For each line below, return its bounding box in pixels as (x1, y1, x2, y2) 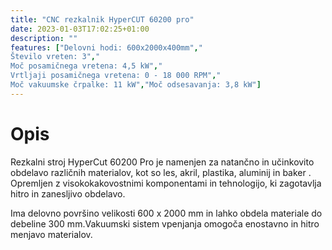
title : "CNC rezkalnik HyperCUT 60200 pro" (10, 14, 195, 25)
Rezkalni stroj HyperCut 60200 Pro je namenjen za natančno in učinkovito (10, 156, 315, 168)
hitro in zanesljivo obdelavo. (10, 187, 126, 200)
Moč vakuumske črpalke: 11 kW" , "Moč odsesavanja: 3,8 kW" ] (10, 80, 262, 90)
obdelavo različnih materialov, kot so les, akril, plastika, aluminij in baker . (10, 166, 312, 178)
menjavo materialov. (10, 228, 93, 240)
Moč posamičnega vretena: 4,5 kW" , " (10, 61, 163, 71)
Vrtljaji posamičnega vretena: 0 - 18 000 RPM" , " (10, 71, 222, 81)
